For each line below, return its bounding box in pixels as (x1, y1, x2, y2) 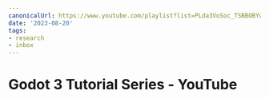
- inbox (8, 41, 34, 49)
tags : (8, 26, 26, 34)
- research (8, 33, 45, 42)
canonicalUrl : (8, 11, 56, 20)
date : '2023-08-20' (8, 19, 74, 27)
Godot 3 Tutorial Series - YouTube (8, 76, 238, 94)
